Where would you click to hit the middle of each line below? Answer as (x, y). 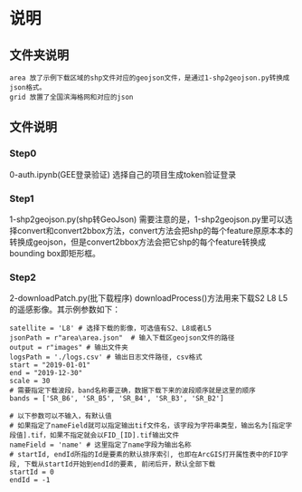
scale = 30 (30, 381)
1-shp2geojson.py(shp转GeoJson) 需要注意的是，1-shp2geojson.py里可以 (147, 219)
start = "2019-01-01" (50, 365)
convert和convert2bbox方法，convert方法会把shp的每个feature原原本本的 (155, 230)
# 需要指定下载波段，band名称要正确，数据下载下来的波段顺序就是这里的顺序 (132, 391)
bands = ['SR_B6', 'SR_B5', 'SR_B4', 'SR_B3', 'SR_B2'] (117, 399)
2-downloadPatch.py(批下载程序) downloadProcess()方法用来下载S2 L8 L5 (149, 298)
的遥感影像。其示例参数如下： (65, 310)
